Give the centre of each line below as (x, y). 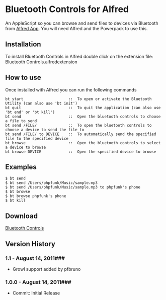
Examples (21, 167)
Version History (30, 244)
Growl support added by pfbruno (47, 269)
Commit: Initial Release (36, 293)
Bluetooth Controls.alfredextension (41, 62)
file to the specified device (37, 138)
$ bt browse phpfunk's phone (36, 196)
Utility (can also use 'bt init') (41, 103)
